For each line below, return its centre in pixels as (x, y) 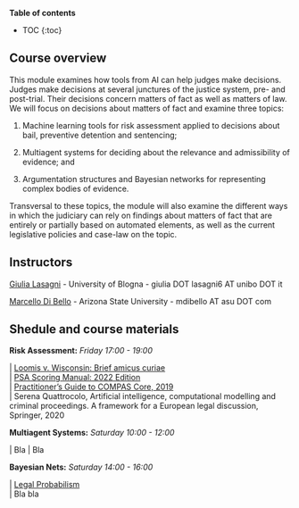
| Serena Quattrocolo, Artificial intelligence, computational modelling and (143, 396)
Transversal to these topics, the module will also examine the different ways (149, 205)
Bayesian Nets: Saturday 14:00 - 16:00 (81, 467)
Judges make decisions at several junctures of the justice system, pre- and (147, 89)
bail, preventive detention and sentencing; (100, 135)
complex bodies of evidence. (75, 188)
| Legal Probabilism (45, 485)
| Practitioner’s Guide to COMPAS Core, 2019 (91, 387)
